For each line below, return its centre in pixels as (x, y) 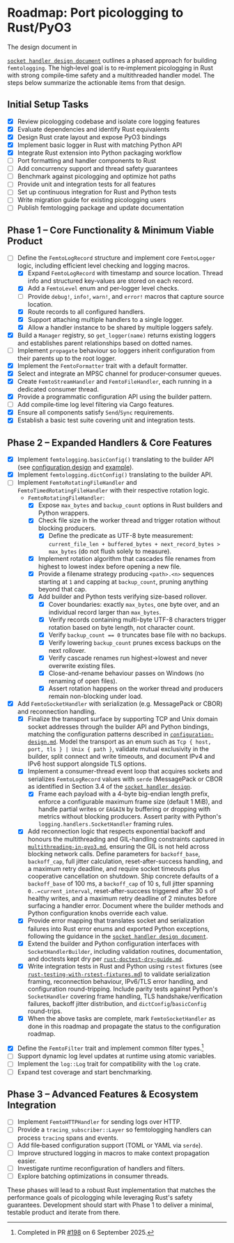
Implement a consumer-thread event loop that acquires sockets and (125, 771)
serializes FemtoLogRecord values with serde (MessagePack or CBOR (125, 779)
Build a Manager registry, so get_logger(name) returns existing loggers (116, 335)
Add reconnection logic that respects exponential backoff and (116, 831)
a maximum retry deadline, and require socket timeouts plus (114, 869)
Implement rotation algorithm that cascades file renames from (127, 558)
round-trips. (45, 1011)
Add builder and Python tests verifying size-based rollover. (123, 596)
